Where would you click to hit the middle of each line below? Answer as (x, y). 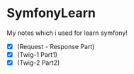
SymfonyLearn (51, 13)
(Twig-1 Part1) (37, 54)
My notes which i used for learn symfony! (67, 33)
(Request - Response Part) (56, 46)
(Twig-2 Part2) (38, 63)
